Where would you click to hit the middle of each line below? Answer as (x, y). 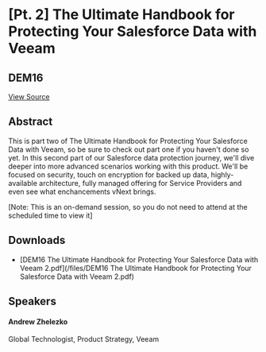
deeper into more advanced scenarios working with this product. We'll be (128, 166)
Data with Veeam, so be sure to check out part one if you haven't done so (129, 149)
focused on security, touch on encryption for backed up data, (109, 174)
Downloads (37, 240)
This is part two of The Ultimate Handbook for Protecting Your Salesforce (128, 141)
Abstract (31, 122)
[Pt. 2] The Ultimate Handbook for (121, 15)
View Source (29, 97)
